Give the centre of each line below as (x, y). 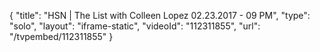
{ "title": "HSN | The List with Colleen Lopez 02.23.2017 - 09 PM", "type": (160, 15)
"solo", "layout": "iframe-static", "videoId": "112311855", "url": (135, 26)
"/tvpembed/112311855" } (61, 36)
